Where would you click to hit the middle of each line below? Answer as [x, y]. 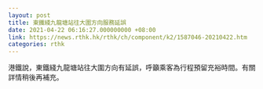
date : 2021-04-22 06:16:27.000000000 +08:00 [82, 30]
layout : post [29, 15]
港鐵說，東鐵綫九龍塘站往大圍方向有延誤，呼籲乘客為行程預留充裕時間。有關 [132, 68]
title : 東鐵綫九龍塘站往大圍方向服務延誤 [68, 23]
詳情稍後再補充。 [36, 77]
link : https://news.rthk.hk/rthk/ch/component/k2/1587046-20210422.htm [128, 37]
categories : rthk [37, 44]
